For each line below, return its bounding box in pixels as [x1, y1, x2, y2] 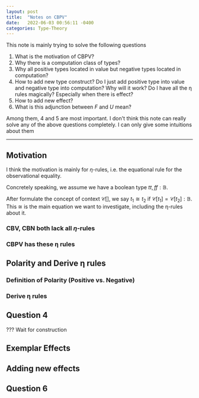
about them [6, 128, 34, 135]
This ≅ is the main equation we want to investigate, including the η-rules [6, 203, 183, 210]
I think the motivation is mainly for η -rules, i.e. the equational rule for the [6, 166, 182, 173]
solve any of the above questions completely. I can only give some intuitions [6, 121, 192, 128]
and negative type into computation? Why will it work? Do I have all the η [14, 84, 192, 92]
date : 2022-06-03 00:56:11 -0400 [6, 20, 94, 26]
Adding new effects [6, 363, 80, 374]
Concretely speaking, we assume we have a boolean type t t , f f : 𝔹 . [6, 184, 168, 191]
